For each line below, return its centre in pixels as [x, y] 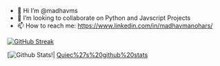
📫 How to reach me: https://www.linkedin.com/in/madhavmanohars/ [115, 25]
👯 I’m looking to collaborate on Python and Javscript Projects [104, 18]
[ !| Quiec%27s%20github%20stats [78, 55]
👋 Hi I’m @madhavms [47, 11]
